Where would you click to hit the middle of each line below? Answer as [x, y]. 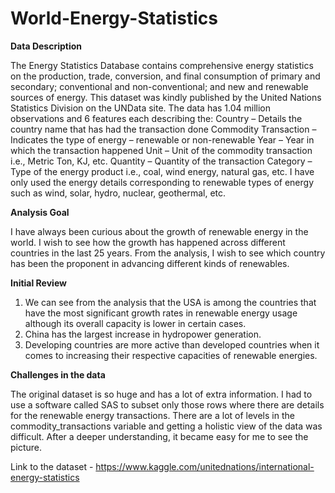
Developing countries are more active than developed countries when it [172, 344]
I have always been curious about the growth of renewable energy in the [159, 231]
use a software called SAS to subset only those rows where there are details [167, 404]
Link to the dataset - [52, 466]
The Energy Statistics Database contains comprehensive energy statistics [162, 65]
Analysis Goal [40, 212]
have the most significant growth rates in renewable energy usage [161, 313]
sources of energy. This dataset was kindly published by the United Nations [166, 97]
